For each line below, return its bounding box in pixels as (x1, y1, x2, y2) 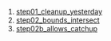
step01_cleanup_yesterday (15, 7, 103, 16)
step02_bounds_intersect (15, 15, 100, 25)
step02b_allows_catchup (15, 24, 98, 33)
